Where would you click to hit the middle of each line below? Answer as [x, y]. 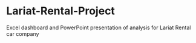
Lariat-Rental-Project [60, 11]
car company [23, 33]
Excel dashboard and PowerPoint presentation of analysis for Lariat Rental [99, 27]
